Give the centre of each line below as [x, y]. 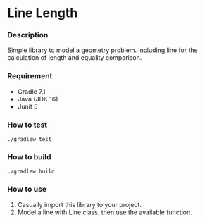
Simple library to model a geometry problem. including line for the [103, 50]
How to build [29, 157]
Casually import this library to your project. [80, 204]
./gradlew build [31, 172]
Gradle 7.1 [31, 91]
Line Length [43, 13]
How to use [27, 190]
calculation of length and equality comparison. [75, 58]
